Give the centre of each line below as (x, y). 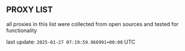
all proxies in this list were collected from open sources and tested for (92, 24)
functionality (22, 30)
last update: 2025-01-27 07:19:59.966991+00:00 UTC (71, 42)
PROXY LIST (29, 10)
